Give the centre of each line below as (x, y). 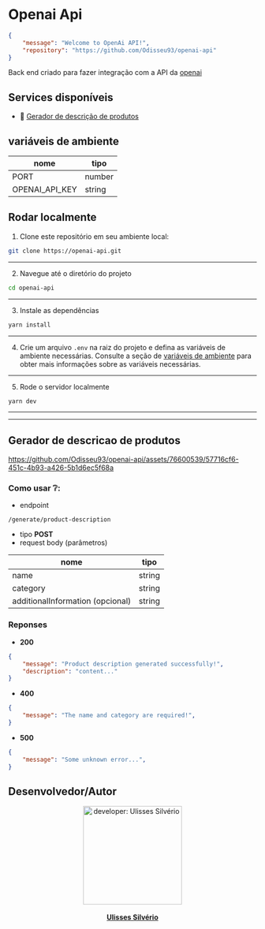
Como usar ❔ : (34, 488)
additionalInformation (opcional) (72, 601)
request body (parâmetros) (63, 543)
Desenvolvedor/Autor (62, 791)
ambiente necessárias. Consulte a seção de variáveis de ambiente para (136, 356)
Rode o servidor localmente (64, 386)
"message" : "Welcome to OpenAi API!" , (86, 43)
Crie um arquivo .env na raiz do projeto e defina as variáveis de (123, 347)
